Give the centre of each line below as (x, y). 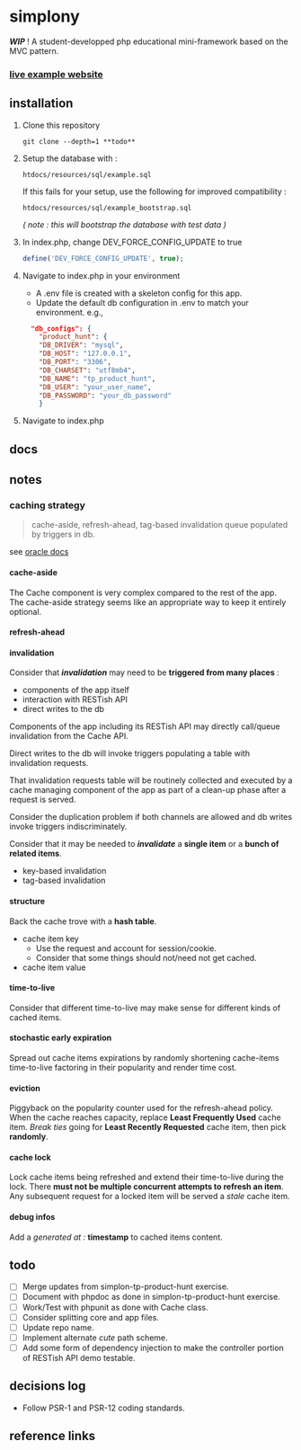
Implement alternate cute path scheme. (95, 1338)
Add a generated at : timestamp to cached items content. (116, 1237)
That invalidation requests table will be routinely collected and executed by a (151, 780)
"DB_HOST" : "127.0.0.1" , (85, 354)
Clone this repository (61, 125)
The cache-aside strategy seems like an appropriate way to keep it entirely (148, 602)
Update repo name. (58, 1327)
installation (41, 104)
